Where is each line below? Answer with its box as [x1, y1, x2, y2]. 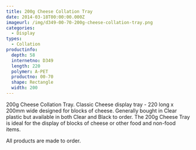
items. [6, 125, 21, 132]
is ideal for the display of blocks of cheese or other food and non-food [6, 120, 176, 127]
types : [6, 36, 22, 42]
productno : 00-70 [11, 74, 54, 80]
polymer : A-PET [11, 69, 49, 74]
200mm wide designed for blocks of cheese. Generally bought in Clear [6, 107, 177, 114]
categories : [6, 25, 35, 31]
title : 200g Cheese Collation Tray [6, 8, 93, 15]
